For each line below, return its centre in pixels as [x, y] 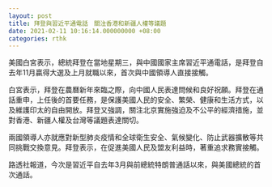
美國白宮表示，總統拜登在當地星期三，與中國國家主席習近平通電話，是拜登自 [136, 62]
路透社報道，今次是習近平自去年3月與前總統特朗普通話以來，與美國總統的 [131, 165]
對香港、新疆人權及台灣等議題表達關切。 [76, 120]
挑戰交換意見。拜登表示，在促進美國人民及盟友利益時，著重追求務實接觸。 [139, 147]
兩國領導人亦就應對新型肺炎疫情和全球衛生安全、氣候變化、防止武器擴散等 [132, 138]
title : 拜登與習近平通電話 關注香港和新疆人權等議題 [87, 23]
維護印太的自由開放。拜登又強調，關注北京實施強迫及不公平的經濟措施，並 [139, 110]
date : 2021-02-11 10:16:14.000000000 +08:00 [85, 31]
